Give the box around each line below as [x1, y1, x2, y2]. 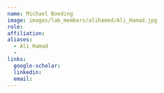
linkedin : [13, 69, 42, 76]
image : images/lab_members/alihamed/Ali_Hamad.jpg [7, 17, 158, 24]
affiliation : [7, 29, 45, 37]
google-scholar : [13, 62, 61, 69]
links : [7, 56, 27, 63]
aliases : [7, 36, 33, 43]
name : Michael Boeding [7, 10, 73, 17]
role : [7, 23, 23, 30]
